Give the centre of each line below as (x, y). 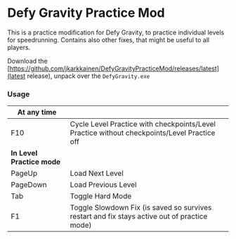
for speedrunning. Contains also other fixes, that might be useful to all (108, 39)
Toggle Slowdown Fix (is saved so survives (141, 207)
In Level (24, 153)
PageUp (24, 174)
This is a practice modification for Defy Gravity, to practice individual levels (116, 32)
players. (19, 47)
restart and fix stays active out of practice (139, 217)
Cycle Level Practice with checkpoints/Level (143, 124)
